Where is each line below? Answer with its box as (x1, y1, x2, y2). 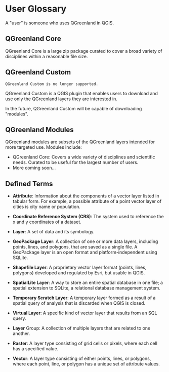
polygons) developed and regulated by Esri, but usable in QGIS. (12, 270, 145, 276)
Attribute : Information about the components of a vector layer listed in (12, 193, 159, 199)
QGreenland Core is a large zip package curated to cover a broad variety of (5, 48, 163, 54)
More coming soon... (12, 165, 56, 171)
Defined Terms (5, 179, 53, 188)
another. (12, 330, 30, 337)
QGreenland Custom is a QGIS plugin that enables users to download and (5, 90, 158, 96)
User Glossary (5, 3, 67, 15)
